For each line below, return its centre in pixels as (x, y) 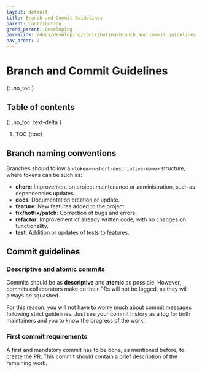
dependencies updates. (45, 193)
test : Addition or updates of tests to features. (72, 232)
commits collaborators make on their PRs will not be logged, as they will (97, 289)
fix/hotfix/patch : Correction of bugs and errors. (76, 213)
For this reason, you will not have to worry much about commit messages (99, 307)
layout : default (27, 12)
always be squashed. (33, 296)
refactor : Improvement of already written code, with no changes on (100, 219)
